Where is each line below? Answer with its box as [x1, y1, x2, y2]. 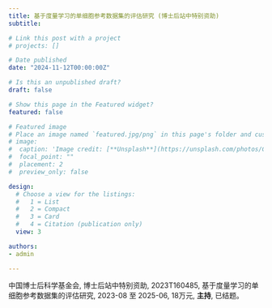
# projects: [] [8, 41, 60, 49]
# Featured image [8, 122, 67, 130]
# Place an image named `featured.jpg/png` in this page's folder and [8, 130, 252, 139]
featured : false [8, 108, 63, 116]
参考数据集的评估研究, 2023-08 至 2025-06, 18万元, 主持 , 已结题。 [22, 290, 244, 300]
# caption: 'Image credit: [8, 145, 104, 154]
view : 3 [15, 228, 42, 236]
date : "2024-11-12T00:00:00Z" [8, 64, 111, 72]
